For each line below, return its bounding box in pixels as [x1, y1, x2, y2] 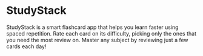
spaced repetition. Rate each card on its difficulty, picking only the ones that [6, 30, 197, 37]
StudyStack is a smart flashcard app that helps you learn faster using [6, 23, 179, 31]
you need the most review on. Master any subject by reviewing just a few [6, 36, 189, 43]
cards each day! [6, 43, 47, 50]
